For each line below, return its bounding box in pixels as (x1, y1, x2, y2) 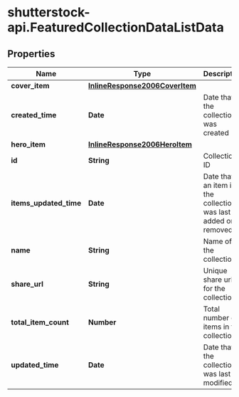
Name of (203, 236, 233, 246)
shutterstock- (7, 4, 90, 21)
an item (203, 181, 228, 190)
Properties (7, 48, 55, 60)
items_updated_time (11, 198, 82, 208)
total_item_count (11, 317, 70, 327)
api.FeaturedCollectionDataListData (7, 19, 224, 36)
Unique (203, 266, 228, 275)
